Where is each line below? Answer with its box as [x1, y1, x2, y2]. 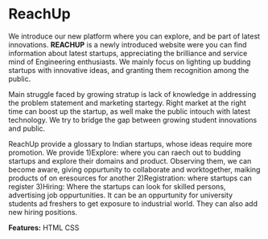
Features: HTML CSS [8, 222, 80, 233]
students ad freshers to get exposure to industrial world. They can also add [8, 198, 258, 209]
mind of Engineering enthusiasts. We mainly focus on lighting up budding [8, 57, 251, 67]
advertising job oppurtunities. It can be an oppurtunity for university [8, 190, 233, 200]
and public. [8, 124, 46, 133]
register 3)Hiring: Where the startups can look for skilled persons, [8, 181, 226, 191]
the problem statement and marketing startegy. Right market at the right [8, 98, 247, 107]
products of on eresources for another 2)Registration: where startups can [8, 173, 252, 183]
